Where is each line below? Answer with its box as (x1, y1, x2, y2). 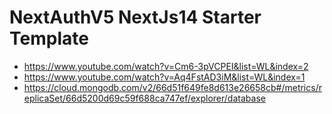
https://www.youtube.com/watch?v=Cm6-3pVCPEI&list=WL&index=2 (23, 60, 309, 72)
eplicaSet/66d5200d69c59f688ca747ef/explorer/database (23, 92, 266, 104)
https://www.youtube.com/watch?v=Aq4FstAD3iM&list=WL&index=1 (23, 71, 306, 83)
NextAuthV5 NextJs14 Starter (9, 6, 262, 29)
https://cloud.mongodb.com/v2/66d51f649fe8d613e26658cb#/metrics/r (23, 81, 322, 93)
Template (9, 27, 89, 50)
